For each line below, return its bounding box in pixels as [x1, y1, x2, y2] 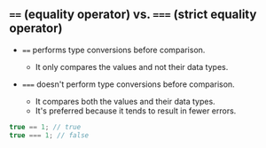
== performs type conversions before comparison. [21, 44, 206, 55]
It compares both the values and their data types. [35, 96, 215, 106]
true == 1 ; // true [9, 122, 82, 131]
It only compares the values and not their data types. [35, 61, 229, 72]
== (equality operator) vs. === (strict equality [9, 7, 257, 22]
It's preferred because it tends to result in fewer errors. [35, 105, 237, 116]
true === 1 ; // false [9, 130, 90, 140]
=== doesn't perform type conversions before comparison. [21, 79, 235, 90]
